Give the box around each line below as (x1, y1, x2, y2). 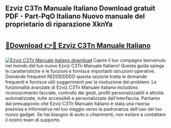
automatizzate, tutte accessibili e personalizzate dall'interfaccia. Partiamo (5, 95, 160, 101)
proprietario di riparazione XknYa (5, 20, 113, 29)
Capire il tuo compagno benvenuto (93, 57, 166, 63)
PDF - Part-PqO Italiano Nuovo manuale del (5, 12, 145, 21)
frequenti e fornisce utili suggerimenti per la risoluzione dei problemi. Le (5, 79, 157, 85)
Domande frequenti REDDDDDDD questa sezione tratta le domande (5, 73, 147, 80)
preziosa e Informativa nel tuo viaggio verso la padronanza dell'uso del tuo (5, 106, 162, 112)
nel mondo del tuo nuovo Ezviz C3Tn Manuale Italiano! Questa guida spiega (5, 63, 164, 68)
